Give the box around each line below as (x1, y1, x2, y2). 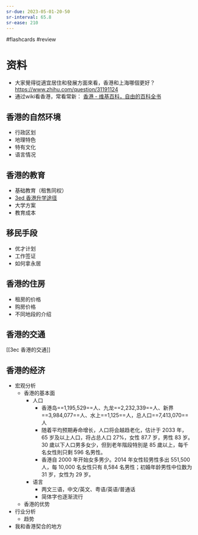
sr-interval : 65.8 (6, 14, 52, 20)
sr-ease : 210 (6, 20, 39, 25)
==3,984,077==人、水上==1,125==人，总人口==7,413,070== (41, 412, 189, 419)
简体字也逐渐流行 (41, 493, 84, 501)
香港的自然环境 (6, 112, 61, 122)
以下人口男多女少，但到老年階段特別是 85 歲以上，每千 (54, 441, 189, 448)
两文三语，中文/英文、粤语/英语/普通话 (41, 486, 136, 493)
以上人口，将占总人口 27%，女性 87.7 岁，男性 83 (59, 434, 181, 441)
